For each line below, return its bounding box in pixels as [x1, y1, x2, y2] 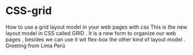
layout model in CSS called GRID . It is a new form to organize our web [5, 29, 176, 36]
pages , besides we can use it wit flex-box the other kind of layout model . [5, 36, 185, 43]
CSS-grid [5, 4, 52, 18]
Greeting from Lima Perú [5, 42, 66, 49]
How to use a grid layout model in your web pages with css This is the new [5, 23, 188, 30]
